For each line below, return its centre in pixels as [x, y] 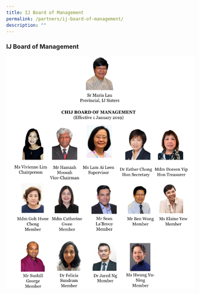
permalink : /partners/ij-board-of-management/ [65, 19]
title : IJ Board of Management [45, 12]
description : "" [26, 25]
